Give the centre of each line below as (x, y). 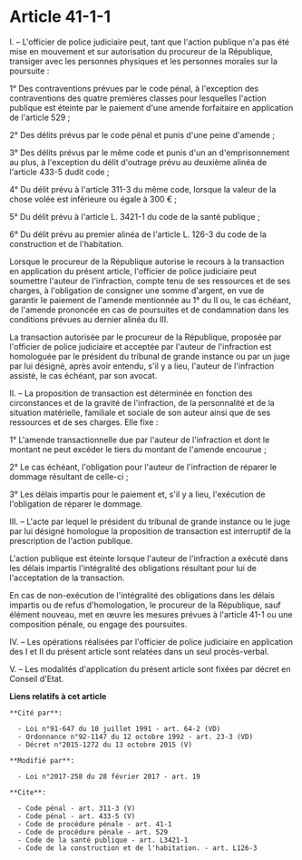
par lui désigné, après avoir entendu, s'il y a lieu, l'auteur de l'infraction (142, 366)
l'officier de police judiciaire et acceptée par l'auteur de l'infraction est (141, 346)
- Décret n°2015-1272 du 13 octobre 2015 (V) (105, 745)
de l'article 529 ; (40, 117)
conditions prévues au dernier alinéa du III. (89, 319)
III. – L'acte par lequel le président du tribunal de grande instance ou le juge (150, 521)
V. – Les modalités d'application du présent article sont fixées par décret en (151, 668)
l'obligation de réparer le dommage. (76, 504)
